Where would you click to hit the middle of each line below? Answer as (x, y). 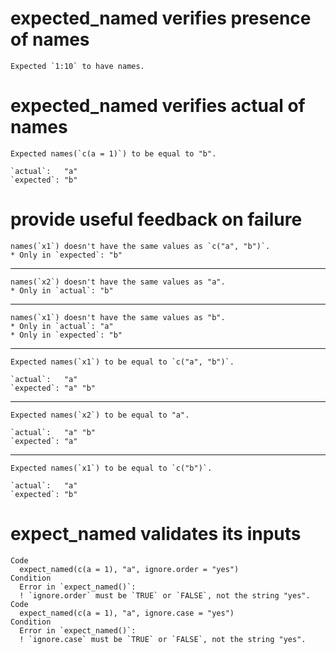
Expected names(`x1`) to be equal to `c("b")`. (111, 468)
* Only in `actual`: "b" (62, 290)
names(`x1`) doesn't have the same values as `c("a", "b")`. (140, 246)
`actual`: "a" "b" (53, 432)
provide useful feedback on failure (156, 219)
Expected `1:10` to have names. (77, 66)
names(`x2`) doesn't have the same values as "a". (118, 282)
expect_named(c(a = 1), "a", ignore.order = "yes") (129, 569)
